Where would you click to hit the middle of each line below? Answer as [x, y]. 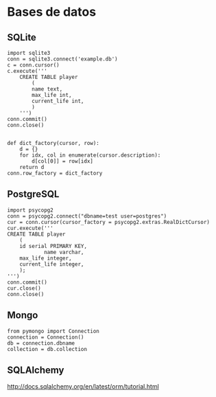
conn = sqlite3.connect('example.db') [62, 59]
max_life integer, [46, 258]
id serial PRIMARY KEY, [53, 246]
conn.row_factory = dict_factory [55, 173]
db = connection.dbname [41, 343]
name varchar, [64, 252]
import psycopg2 [30, 210]
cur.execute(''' [30, 228]
